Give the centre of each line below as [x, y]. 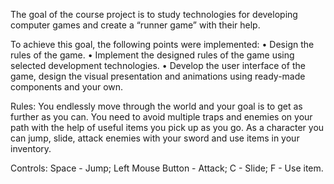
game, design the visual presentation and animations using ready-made [158, 76]
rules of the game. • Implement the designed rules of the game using [152, 55]
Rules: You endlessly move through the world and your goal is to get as [156, 106]
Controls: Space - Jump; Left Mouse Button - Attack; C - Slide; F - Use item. [167, 168]
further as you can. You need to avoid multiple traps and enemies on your [161, 117]
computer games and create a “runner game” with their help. [135, 25]
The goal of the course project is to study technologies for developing [154, 14]
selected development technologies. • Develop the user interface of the [158, 65]
